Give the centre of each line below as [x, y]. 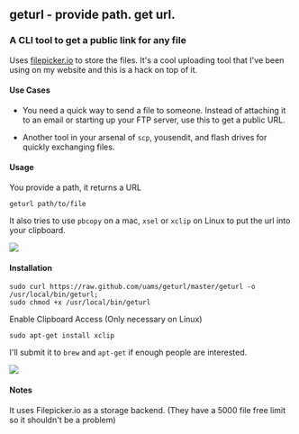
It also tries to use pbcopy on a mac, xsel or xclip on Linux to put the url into [150, 221]
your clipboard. [37, 231]
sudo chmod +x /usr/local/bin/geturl [80, 303]
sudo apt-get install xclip [62, 336]
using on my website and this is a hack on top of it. [104, 69]
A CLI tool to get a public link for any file [98, 41]
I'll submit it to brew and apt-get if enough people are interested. [128, 353]
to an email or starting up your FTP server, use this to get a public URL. [154, 120]
